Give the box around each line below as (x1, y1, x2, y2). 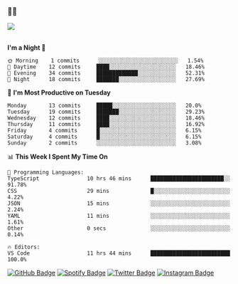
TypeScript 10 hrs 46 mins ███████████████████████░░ (7, 175, 231, 182)
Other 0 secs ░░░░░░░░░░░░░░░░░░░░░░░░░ (7, 225, 231, 232)
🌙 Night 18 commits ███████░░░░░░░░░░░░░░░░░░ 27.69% (7, 76, 205, 83)
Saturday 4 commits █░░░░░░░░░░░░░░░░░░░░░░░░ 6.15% (7, 133, 202, 141)
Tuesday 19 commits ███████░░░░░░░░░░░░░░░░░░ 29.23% (7, 108, 205, 116)
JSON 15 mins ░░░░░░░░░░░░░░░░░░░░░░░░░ (7, 200, 231, 207)
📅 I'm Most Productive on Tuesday (7, 88, 112, 97)
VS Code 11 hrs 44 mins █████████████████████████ (7, 250, 231, 257)
